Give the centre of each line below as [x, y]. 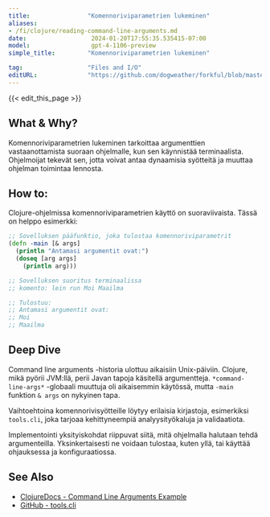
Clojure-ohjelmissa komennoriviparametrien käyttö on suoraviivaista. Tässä [133, 213]
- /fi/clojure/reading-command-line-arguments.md [93, 31]
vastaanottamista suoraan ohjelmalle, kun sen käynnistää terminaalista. [126, 151]
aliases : [23, 23]
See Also [31, 477]
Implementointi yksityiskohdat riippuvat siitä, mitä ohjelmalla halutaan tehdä [133, 434]
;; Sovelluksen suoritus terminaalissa [75, 281]
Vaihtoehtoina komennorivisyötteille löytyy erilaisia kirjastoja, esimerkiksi [129, 410]
